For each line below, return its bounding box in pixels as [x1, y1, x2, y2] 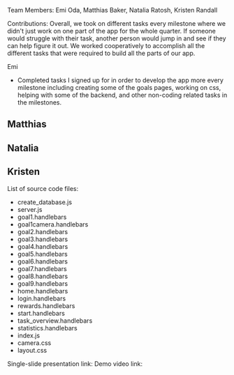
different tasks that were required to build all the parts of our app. [7, 49, 196, 57]
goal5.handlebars [17, 250, 68, 258]
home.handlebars [17, 286, 68, 295]
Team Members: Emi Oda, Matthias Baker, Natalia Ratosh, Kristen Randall [7, 6, 218, 14]
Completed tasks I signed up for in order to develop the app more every [17, 76, 224, 84]
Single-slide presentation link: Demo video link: [7, 359, 143, 368]
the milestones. [17, 98, 62, 107]
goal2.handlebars [17, 227, 68, 236]
